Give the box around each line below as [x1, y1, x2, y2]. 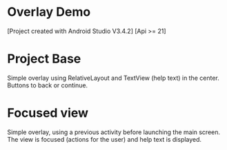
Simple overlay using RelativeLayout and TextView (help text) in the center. [7, 74, 219, 82]
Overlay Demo [7, 4, 91, 20]
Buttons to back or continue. [7, 81, 88, 89]
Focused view [7, 105, 88, 121]
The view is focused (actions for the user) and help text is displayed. [7, 135, 202, 143]
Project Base [7, 51, 81, 67]
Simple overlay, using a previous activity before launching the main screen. [7, 128, 221, 136]
